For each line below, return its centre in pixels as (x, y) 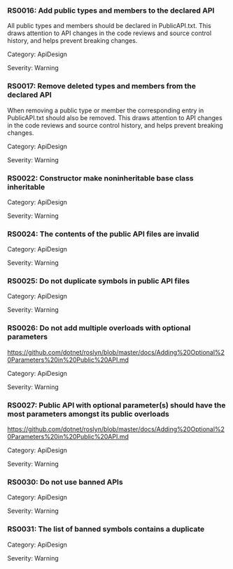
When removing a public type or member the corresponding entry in (106, 110)
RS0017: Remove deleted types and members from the (102, 86)
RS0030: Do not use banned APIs (65, 482)
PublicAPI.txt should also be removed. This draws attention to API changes (115, 117)
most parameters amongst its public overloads (88, 414)
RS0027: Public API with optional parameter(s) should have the (116, 405)
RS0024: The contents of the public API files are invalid (103, 234)
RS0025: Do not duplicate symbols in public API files (99, 281)
